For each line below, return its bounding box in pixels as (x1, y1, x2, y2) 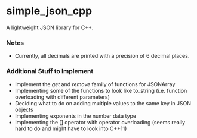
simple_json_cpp (6, 4, 93, 18)
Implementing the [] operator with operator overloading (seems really (14, 118, 186, 126)
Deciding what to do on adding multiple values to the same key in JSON (14, 99, 192, 106)
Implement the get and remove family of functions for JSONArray (14, 80, 176, 87)
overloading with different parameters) (14, 93, 110, 101)
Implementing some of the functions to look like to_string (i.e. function (14, 87, 187, 94)
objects (14, 106, 34, 113)
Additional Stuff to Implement (6, 67, 94, 76)
